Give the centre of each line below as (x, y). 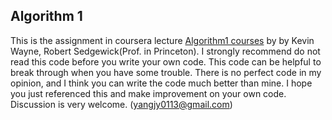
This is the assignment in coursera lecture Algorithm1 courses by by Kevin (162, 40)
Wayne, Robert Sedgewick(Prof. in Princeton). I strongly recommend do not (165, 51)
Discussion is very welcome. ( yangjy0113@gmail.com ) (121, 104)
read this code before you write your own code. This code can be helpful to (166, 61)
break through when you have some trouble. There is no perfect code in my (166, 72)
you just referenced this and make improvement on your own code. (148, 93)
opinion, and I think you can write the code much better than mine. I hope (161, 83)
